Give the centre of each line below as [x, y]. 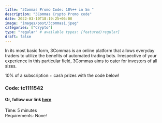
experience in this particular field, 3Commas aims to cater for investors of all [81, 61]
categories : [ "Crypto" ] [29, 28]
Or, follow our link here [28, 100]
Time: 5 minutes [21, 110]
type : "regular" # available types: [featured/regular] [62, 32]
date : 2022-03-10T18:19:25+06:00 [39, 18]
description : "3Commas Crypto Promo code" [48, 14]
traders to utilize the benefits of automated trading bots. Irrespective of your [81, 55]
